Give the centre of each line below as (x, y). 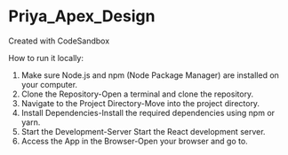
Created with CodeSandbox (59, 41)
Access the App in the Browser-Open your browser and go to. (134, 141)
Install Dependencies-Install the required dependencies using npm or (148, 112)
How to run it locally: (46, 58)
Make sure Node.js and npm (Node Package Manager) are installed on (150, 75)
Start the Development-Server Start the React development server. (143, 131)
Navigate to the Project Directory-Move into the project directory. (140, 103)
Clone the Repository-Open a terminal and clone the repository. (137, 94)
